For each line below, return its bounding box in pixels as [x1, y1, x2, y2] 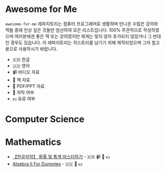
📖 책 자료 [12, 77, 30, 83]
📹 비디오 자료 [12, 69, 40, 75]
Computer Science [5, 114, 84, 125]
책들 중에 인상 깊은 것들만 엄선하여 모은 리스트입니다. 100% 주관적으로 [5, 27, 142, 33]
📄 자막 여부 [12, 89, 34, 95]
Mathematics [5, 136, 61, 148]
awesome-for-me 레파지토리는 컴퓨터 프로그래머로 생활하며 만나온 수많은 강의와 [5, 21, 158, 27]
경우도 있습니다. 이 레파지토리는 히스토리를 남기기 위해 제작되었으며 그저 [10, 39, 151, 46]
